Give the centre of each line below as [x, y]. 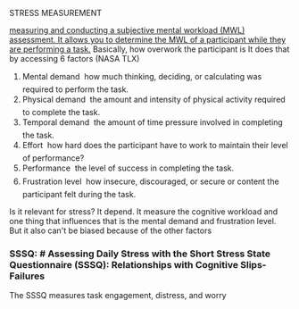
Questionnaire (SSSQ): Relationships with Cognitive [124, 264]
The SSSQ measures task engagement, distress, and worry [118, 296]
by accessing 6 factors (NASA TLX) [75, 58]
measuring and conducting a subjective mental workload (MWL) [127, 30]
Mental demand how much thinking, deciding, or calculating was [142, 76]
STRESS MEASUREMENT [56, 13]
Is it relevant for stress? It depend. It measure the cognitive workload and [144, 212]
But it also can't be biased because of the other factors [111, 230]
